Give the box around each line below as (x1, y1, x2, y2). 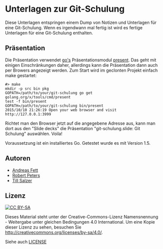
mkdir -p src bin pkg (5, 86, 49, 91)
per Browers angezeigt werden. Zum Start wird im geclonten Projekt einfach (5, 67, 158, 73)
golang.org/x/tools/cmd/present (5, 95, 71, 99)
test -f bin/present (5, 99, 47, 104)
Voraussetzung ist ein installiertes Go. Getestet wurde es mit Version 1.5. (5, 140, 151, 146)
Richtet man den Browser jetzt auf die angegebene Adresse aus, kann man (5, 120, 156, 126)
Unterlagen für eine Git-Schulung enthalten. (5, 30, 93, 36)
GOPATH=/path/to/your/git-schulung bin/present (5, 103, 104, 108)
